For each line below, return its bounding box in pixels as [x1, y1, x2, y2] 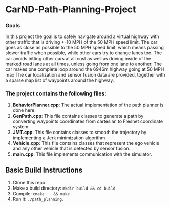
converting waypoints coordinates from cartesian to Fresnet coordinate [12, 118, 163, 124]
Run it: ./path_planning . [12, 196, 63, 202]
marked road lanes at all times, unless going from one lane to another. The [5, 61, 162, 67]
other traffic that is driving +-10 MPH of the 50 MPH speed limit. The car [5, 39, 158, 45]
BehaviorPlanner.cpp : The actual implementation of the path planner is [12, 102, 164, 108]
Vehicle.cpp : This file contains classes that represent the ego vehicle [12, 140, 160, 146]
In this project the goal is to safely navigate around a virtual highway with [5, 33, 160, 40]
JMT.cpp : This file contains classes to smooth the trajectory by [12, 129, 147, 135]
